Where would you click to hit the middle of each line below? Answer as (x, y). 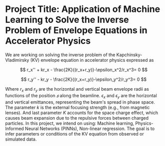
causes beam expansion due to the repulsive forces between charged (77, 118)
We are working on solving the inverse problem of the (60, 55)
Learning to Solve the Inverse (67, 20)
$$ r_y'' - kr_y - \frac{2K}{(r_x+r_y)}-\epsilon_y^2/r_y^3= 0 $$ (84, 79)
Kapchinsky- (129, 55)
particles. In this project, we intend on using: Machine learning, (70, 123)
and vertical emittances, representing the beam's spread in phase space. (80, 102)
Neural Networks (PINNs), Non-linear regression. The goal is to (90, 129)
